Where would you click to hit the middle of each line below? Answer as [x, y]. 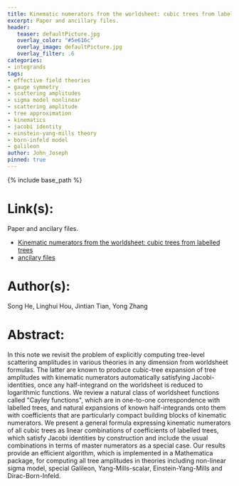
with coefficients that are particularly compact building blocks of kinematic [117, 415]
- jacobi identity [34, 126]
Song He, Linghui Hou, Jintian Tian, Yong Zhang [78, 306]
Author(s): [39, 286]
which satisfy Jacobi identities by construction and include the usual [108, 438]
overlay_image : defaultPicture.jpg [69, 47]
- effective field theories [49, 80]
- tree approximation [39, 113]
